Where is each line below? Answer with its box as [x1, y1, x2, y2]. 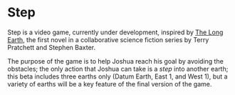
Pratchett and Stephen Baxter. [7, 43, 96, 51]
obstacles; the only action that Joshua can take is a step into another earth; [7, 64, 229, 73]
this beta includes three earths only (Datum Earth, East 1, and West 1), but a [7, 72, 228, 81]
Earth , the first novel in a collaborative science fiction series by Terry [7, 35, 209, 44]
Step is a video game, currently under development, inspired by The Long [7, 28, 224, 36]
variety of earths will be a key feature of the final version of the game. [7, 79, 212, 88]
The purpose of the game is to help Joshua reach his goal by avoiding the [7, 56, 224, 65]
